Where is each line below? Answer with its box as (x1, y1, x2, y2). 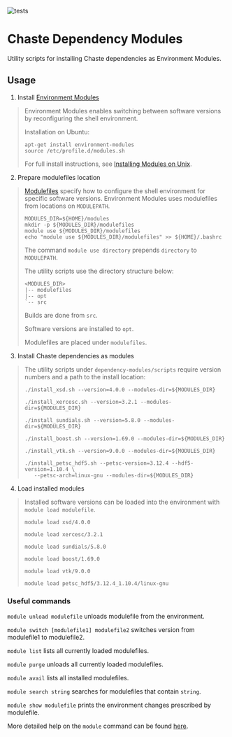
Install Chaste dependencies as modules (17, 351, 135, 360)
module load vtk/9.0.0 (24, 568, 91, 575)
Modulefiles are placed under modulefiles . (24, 338, 147, 346)
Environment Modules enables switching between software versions (24, 106, 222, 115)
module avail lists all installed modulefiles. (7, 674, 129, 682)
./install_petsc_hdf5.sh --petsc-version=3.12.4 (24, 459, 169, 467)
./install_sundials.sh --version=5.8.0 (24, 416, 141, 423)
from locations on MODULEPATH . (24, 202, 110, 210)
